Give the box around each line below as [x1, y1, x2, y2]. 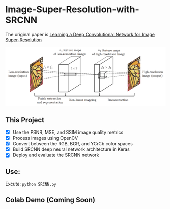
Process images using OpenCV [12, 135, 78, 141]
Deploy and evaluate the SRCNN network [12, 152, 99, 159]
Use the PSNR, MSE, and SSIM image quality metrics [12, 129, 124, 135]
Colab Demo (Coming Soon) [5, 195, 96, 204]
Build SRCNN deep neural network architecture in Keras [12, 146, 130, 152]
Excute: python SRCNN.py [5, 181, 56, 187]
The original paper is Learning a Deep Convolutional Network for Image [5, 31, 155, 37]
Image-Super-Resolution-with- [5, 4, 140, 15]
